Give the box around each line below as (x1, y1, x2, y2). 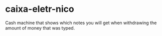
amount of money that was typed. (5, 25, 75, 31)
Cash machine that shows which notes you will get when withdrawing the (5, 20, 157, 26)
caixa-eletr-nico (5, 3, 74, 15)
